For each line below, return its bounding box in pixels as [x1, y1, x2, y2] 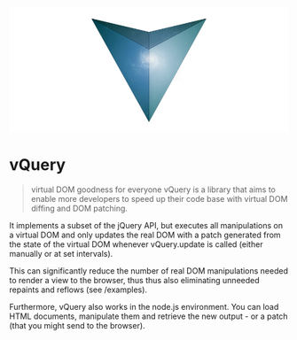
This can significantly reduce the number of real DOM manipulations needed [9, 265, 289, 276]
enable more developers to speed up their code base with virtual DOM [30, 193, 288, 204]
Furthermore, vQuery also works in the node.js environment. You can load [9, 301, 279, 312]
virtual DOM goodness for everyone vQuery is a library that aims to [30, 184, 277, 195]
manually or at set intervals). [9, 248, 113, 259]
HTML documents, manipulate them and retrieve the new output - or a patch [9, 311, 288, 321]
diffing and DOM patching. [30, 203, 129, 213]
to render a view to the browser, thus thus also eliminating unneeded [9, 274, 260, 285]
